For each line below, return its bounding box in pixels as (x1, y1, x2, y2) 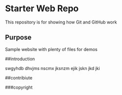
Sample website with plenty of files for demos (5, 46, 98, 52)
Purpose (5, 33, 32, 42)
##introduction (5, 56, 35, 62)
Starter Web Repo (5, 3, 79, 14)
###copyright (5, 84, 33, 90)
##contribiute (5, 74, 33, 81)
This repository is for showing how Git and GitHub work (5, 19, 117, 25)
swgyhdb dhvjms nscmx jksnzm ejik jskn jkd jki (5, 65, 100, 71)
